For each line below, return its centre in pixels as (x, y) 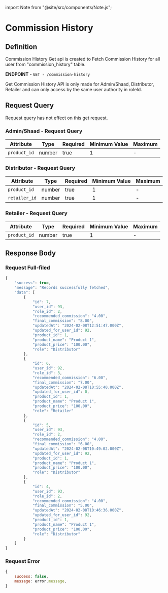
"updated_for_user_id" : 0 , (61, 392)
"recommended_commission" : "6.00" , (70, 378)
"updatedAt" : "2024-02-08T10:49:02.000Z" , (78, 449)
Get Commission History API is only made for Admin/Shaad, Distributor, (80, 84)
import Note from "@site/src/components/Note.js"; (59, 7)
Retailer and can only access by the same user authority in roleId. (74, 89)
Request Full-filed (28, 268)
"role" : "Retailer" (53, 411)
